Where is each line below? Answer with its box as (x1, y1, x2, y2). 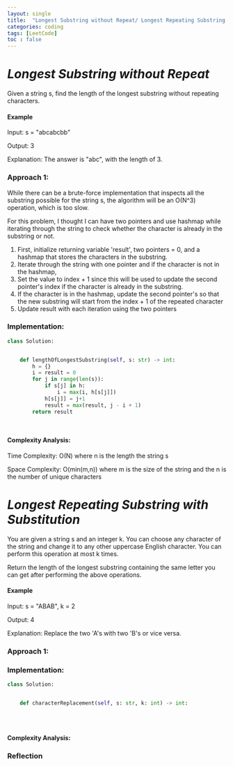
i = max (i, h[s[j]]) (56, 389, 117, 396)
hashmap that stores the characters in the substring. (17, 253, 168, 261)
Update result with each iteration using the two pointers (17, 304, 177, 313)
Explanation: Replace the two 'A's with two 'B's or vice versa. (7, 629, 182, 637)
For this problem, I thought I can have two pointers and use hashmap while (7, 217, 221, 225)
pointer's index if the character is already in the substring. (17, 282, 184, 290)
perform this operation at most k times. (7, 549, 119, 558)
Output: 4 (7, 615, 35, 624)
